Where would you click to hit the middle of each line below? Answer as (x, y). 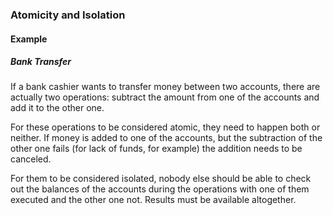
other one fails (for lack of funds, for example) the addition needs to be (156, 149)
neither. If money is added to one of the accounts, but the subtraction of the (166, 138)
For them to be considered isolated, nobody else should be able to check (161, 179)
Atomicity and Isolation (68, 15)
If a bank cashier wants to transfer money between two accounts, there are (165, 87)
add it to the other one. (57, 108)
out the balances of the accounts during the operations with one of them (160, 189)
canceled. (31, 159)
